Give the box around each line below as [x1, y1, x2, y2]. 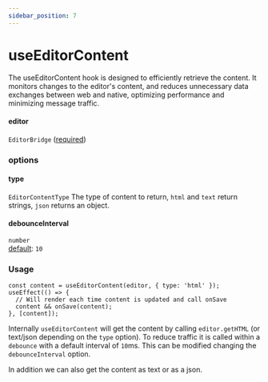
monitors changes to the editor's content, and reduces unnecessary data [8, 81, 250, 90]
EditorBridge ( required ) [8, 134, 86, 144]
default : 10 [8, 243, 43, 253]
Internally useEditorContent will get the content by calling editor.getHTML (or [8, 324, 261, 333]
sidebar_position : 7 [8, 11, 78, 20]
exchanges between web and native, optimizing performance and [8, 90, 225, 99]
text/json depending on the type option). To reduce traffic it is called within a [8, 332, 261, 342]
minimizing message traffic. [8, 98, 100, 108]
